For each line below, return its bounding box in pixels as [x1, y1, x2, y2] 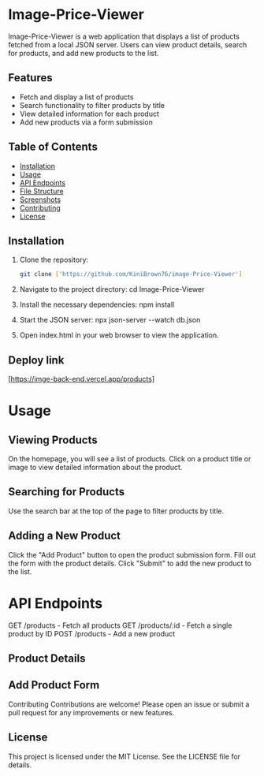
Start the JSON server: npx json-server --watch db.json [19, 315, 201, 325]
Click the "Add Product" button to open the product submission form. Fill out [8, 550, 256, 559]
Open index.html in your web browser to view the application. [19, 330, 219, 340]
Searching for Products [8, 485, 125, 498]
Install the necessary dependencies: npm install [19, 300, 175, 309]
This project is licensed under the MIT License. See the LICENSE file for [8, 752, 241, 761]
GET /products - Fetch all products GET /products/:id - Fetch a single [8, 621, 232, 630]
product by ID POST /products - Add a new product [8, 629, 176, 638]
